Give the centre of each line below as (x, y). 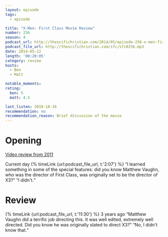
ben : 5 (16, 93)
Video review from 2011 (29, 154)
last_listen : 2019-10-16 (31, 106)
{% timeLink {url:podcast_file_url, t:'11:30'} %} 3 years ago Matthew (76, 214)
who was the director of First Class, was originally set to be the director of (81, 175)
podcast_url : (19, 42)
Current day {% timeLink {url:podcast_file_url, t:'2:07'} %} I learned (75, 164)
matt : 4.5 (20, 97)
